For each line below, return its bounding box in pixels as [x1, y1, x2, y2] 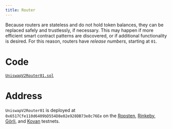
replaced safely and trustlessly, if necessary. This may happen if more [5, 27, 154, 33]
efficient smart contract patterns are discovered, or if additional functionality [5, 32, 167, 39]
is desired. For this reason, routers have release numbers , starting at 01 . [5, 38, 158, 44]
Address [5, 90, 43, 102]
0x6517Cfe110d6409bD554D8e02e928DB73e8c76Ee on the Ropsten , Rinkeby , [5, 113, 156, 119]
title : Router [5, 7, 36, 13]
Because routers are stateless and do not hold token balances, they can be [5, 22, 164, 28]
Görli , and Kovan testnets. [5, 118, 60, 124]
